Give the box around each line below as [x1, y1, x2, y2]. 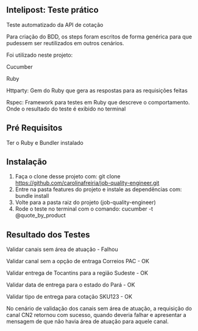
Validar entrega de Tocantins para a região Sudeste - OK [6, 269, 148, 277]
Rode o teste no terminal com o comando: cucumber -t [15, 205, 154, 213]
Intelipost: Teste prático [6, 5, 99, 15]
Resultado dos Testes [6, 229, 90, 240]
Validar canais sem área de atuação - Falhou [6, 246, 118, 253]
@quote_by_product [15, 212, 66, 219]
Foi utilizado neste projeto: [6, 51, 73, 59]
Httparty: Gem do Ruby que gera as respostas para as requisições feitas [6, 87, 188, 94]
